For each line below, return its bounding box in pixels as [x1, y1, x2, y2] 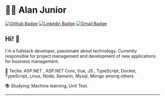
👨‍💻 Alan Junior [5, 4, 67, 16]
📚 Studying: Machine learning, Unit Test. [5, 83, 88, 89]
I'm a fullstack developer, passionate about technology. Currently [5, 48, 137, 53]
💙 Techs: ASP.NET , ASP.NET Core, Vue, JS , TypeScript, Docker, [5, 68, 137, 74]
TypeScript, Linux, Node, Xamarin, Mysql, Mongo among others [5, 73, 134, 79]
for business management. [5, 58, 59, 64]
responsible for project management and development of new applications [5, 53, 156, 59]
